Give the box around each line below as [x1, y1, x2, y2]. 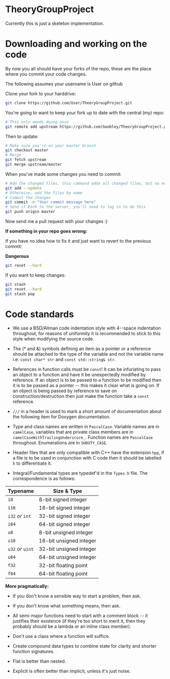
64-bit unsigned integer [38, 554, 97, 561]
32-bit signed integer [38, 513, 91, 520]
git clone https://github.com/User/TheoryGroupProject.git [5, 100, 133, 105]
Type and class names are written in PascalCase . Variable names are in [12, 424, 159, 430]
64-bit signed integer [38, 521, 91, 528]
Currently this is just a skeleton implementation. [5, 20, 105, 26]
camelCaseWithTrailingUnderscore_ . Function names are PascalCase [12, 434, 153, 440]
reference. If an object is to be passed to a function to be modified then [12, 377, 162, 383]
